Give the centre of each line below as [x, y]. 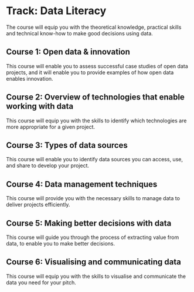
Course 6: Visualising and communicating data [94, 262]
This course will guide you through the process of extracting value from [93, 237]
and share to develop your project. [48, 165]
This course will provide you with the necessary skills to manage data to [93, 198]
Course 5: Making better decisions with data [89, 223]
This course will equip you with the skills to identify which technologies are [96, 120]
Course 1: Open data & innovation [68, 52]
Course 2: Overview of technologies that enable [95, 97]
